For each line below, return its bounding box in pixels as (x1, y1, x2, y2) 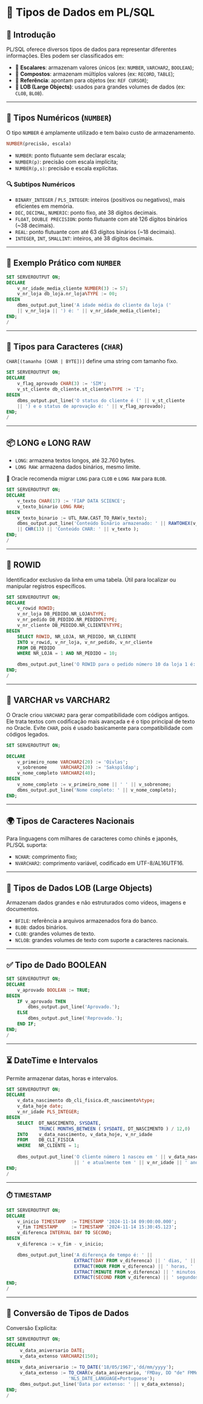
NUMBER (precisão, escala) (6, 141, 71, 147)
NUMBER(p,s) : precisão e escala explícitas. (14, 164, 119, 172)
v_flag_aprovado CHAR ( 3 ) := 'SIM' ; (17, 381, 107, 387)
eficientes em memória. (14, 202, 74, 210)
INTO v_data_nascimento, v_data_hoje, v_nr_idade (17, 1131, 153, 1137)
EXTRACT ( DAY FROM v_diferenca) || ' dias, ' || (73, 1257, 196, 1263)
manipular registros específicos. (6, 582, 86, 590)
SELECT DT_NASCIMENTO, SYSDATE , (17, 1120, 101, 1126)
